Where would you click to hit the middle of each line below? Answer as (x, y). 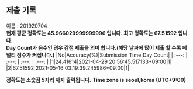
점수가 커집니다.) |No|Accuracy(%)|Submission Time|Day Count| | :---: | (102, 55)
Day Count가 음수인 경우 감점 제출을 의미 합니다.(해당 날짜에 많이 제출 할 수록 (94, 47)
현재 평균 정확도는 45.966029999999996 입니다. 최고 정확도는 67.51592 (92, 33)
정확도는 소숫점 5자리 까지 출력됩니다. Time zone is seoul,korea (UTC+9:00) (96, 80)
